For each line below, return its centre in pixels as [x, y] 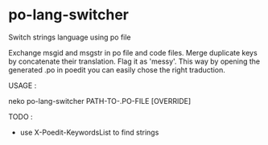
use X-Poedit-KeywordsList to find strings [89, 132]
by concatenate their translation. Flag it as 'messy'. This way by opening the [134, 61]
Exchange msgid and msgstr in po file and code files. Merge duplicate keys [133, 52]
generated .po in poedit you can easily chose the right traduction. [117, 69]
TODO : [21, 116]
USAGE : [23, 85]
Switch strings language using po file [70, 37]
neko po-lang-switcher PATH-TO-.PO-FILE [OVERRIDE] [100, 101]
